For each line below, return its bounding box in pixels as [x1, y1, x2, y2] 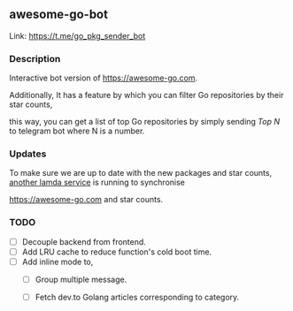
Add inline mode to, [21, 256, 94, 267]
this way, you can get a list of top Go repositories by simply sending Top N [9, 117, 281, 127]
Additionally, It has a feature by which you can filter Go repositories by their [9, 90, 284, 101]
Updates [9, 148, 47, 160]
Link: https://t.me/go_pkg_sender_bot [9, 30, 146, 41]
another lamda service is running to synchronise [9, 177, 186, 188]
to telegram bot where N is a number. [9, 125, 145, 136]
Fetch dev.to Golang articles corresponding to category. [35, 292, 240, 302]
